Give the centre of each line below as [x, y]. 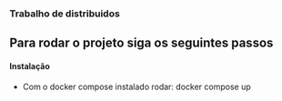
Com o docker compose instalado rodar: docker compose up [137, 86]
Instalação [30, 66]
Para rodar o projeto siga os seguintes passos [141, 43]
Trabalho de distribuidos [65, 14]
